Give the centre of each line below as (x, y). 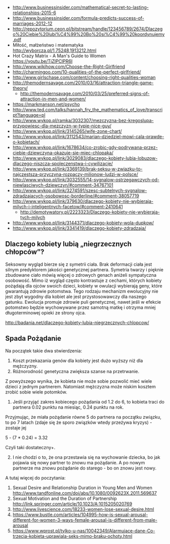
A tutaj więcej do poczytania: (35, 478)
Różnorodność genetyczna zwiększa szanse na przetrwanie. (76, 371)
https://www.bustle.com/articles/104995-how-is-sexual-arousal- (80, 515)
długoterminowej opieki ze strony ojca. (46, 313)
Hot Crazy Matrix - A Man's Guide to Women (59, 56)
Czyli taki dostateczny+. (30, 447)
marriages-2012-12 (32, 23)
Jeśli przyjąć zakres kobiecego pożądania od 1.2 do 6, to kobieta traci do (89, 402)
